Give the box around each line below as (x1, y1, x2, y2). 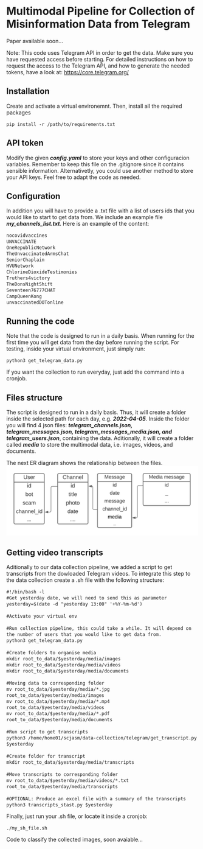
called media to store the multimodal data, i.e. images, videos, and (6, 441, 173, 448)
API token (6, 138, 44, 148)
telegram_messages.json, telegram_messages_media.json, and (6, 428, 172, 435)
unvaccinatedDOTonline (6, 299, 64, 306)
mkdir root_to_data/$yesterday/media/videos (6, 662, 121, 668)
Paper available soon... (6, 37, 64, 44)
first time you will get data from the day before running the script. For (6, 339, 179, 346)
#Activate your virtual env (6, 613, 78, 619)
